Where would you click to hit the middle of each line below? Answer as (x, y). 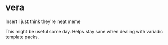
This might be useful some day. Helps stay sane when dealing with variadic (84, 31)
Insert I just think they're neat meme (43, 21)
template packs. (22, 37)
